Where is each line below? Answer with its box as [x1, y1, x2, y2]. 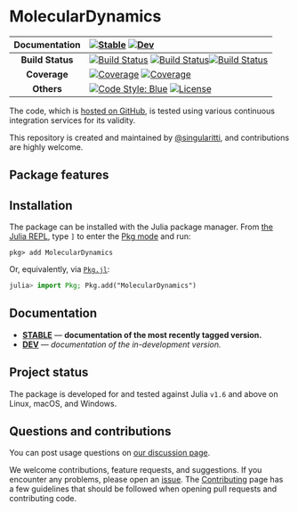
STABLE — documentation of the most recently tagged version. [21, 329, 262, 340]
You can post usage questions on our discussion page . [9, 448, 211, 458]
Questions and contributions [9, 424, 172, 439]
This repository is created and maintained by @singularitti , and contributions [9, 132, 290, 143]
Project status [9, 365, 89, 380]
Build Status [20, 54, 74, 66]
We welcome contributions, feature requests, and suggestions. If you [9, 465, 262, 475]
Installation [9, 198, 73, 213]
